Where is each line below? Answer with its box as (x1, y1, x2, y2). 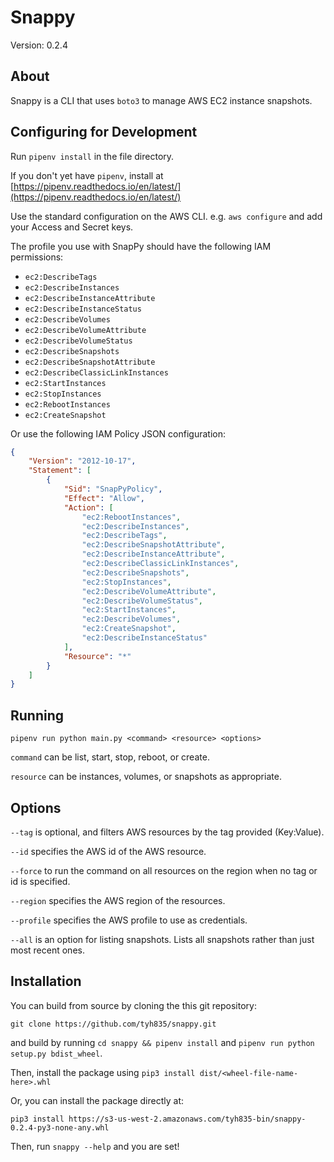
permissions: (10, 251, 64, 263)
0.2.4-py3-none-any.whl (10, 1122, 110, 1133)
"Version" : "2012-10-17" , (28, 456, 137, 466)
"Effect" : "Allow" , (63, 493, 145, 503)
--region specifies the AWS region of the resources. (10, 894, 226, 906)
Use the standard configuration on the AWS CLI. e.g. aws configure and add (10, 210, 323, 222)
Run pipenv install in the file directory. (10, 150, 175, 162)
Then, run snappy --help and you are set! (10, 1140, 180, 1152)
